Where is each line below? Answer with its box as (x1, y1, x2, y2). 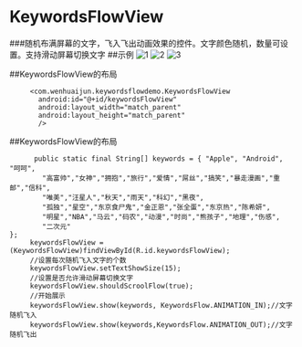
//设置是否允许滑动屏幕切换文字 (29, 273, 134, 282)
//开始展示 (29, 290, 66, 300)
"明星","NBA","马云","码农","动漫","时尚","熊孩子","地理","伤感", (42, 212, 281, 221)
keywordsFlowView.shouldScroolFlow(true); (29, 281, 194, 290)
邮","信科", (9, 183, 51, 193)
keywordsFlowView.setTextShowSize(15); (29, 263, 182, 273)
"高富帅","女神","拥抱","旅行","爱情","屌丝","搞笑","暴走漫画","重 (42, 173, 281, 183)
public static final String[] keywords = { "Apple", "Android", (33, 153, 284, 163)
